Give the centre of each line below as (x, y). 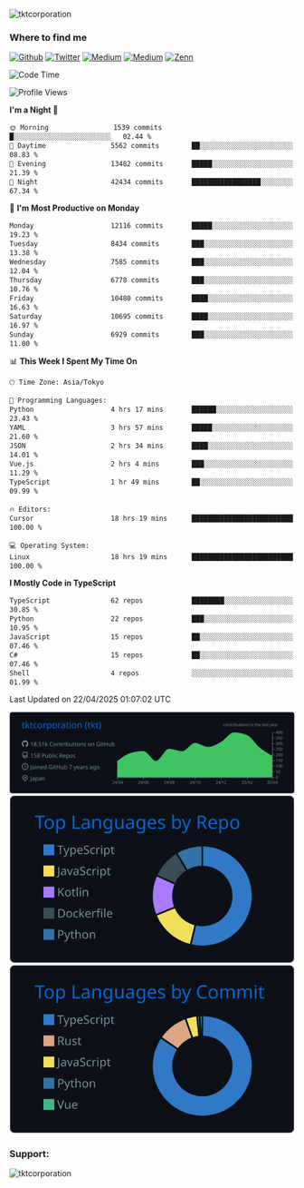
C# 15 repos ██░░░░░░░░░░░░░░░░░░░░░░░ (152, 655)
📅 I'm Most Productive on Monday (75, 208)
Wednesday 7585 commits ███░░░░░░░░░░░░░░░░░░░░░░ (152, 262)
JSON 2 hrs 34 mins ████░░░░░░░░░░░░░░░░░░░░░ (152, 446)
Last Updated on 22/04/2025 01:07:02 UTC (90, 700)
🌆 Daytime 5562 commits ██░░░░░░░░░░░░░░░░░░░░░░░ (152, 146)
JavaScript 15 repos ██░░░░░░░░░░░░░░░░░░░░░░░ (152, 637)
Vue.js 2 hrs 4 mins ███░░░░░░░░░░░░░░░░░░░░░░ (152, 464)
